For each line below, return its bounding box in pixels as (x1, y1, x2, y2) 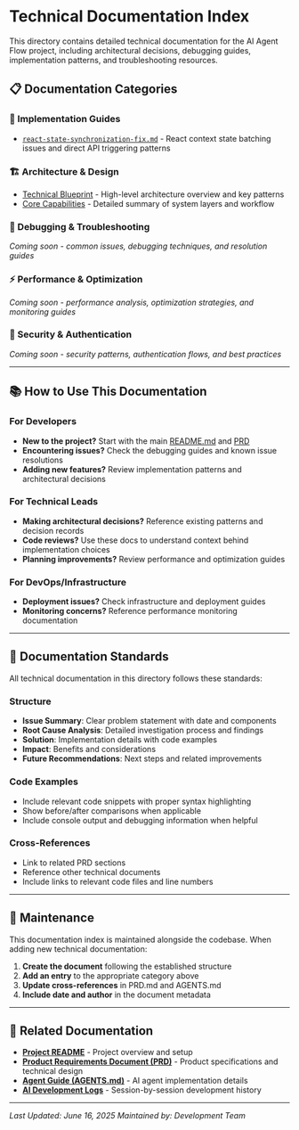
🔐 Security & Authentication (9, 328, 132, 340)
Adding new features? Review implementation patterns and (21, 463, 242, 474)
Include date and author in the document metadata (21, 989, 212, 1000)
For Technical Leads (9, 495, 99, 508)
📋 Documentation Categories (9, 82, 178, 97)
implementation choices (21, 544, 110, 554)
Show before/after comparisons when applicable (21, 805, 202, 816)
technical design (21, 1066, 84, 1077)
